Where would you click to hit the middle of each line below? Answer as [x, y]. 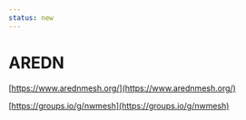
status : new [31, 18]
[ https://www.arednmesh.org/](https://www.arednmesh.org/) [123, 88]
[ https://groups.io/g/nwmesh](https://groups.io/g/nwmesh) [119, 105]
